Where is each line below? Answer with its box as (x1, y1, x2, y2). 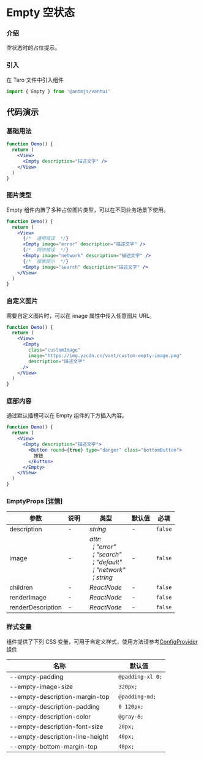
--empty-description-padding (9, 702, 100, 711)
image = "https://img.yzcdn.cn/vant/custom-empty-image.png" (28, 352, 183, 359)
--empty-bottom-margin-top (9, 742, 98, 750)
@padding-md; (118, 693, 157, 700)
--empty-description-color (9, 712, 91, 721)
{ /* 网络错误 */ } (22, 247, 69, 253)
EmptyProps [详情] (6, 497, 63, 506)
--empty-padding (9, 672, 64, 681)
